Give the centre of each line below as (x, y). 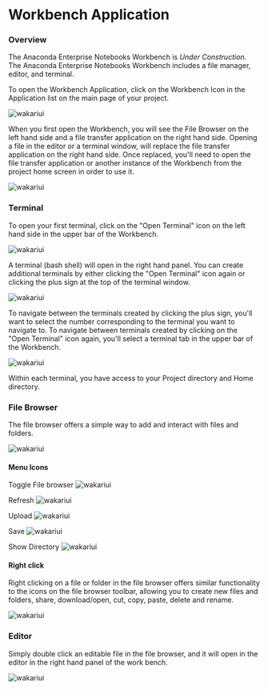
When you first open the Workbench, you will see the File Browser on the (129, 129)
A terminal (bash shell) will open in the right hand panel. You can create (126, 265)
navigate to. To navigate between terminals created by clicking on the (123, 330)
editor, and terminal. (41, 74)
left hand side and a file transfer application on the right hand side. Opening (133, 138)
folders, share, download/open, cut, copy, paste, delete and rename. (121, 600)
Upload (20, 516)
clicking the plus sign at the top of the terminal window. (99, 282)
